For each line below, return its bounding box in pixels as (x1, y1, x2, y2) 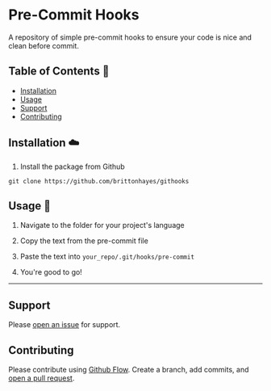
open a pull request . (8, 373, 75, 383)
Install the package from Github (19, 162, 125, 171)
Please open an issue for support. (8, 320, 121, 330)
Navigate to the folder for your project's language (19, 221, 185, 230)
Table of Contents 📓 (8, 65, 110, 78)
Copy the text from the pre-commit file (19, 236, 149, 246)
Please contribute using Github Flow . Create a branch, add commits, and (8, 365, 249, 374)
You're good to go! (19, 267, 82, 277)
